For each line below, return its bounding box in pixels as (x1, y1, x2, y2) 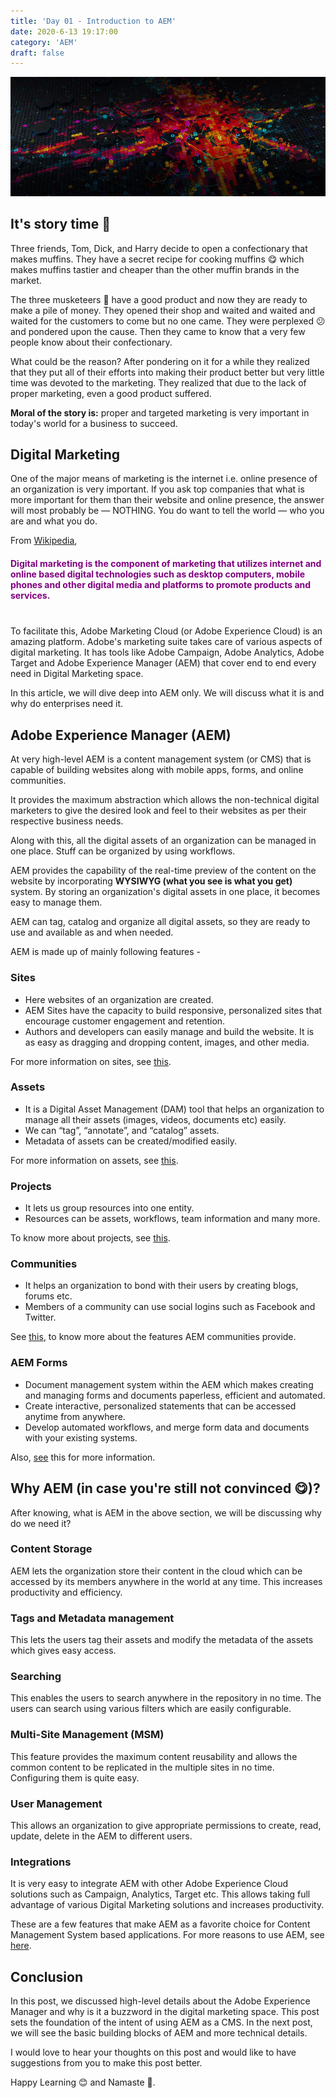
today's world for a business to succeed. (10, 417, 178, 429)
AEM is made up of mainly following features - (10, 946, 202, 958)
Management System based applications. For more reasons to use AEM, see (10, 1929, 325, 1941)
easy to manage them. (10, 896, 103, 909)
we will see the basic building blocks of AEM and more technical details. (10, 2027, 308, 2039)
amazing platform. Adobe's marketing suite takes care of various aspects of (10, 636, 323, 648)
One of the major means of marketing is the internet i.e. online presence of (10, 473, 318, 485)
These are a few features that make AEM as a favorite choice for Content (10, 1918, 311, 1930)
